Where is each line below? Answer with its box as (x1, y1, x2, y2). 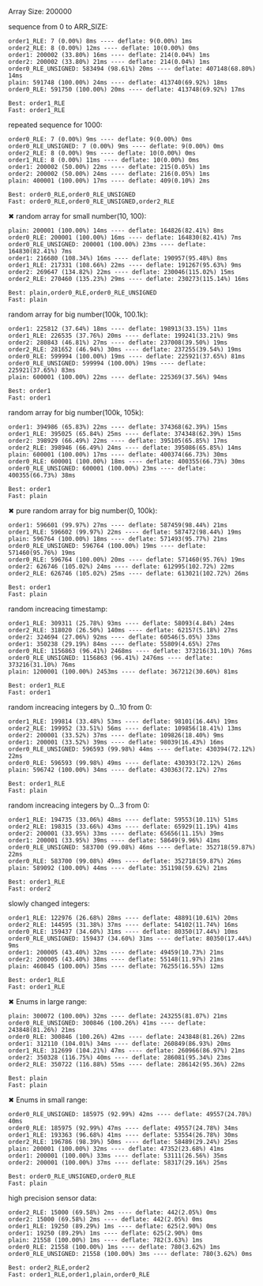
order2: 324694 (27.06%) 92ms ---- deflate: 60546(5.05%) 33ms (8, 633, 221, 641)
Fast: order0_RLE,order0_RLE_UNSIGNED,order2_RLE (8, 197, 175, 205)
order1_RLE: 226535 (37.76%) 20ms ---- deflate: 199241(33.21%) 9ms (8, 332, 239, 339)
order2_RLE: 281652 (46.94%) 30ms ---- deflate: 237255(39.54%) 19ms (8, 346, 242, 354)
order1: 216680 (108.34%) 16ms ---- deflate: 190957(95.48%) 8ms (8, 254, 227, 262)
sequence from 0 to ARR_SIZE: (8, 22, 108, 31)
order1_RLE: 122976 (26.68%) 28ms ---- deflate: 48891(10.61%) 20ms (8, 914, 239, 922)
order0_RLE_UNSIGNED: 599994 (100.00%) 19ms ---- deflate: (8, 359, 207, 367)
